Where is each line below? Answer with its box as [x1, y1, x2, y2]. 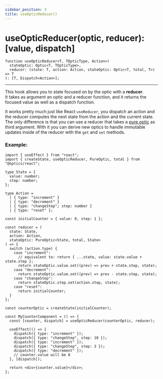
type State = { [5, 170, 36, 174]
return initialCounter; [17, 289, 66, 293]
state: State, [9, 229, 38, 234]
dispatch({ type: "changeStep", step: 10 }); [14, 335, 108, 340]
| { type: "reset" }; [9, 207, 53, 213]
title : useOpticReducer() [5, 12, 57, 17]
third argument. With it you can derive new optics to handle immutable [5, 124, 146, 130]
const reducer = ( [5, 224, 42, 230]
